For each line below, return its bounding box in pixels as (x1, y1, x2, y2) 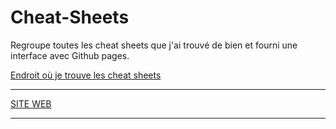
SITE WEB (10, 97, 52, 110)
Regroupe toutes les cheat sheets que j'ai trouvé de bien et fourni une (10, 39, 298, 51)
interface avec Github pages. (10, 49, 130, 61)
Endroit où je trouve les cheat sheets (10, 69, 162, 81)
